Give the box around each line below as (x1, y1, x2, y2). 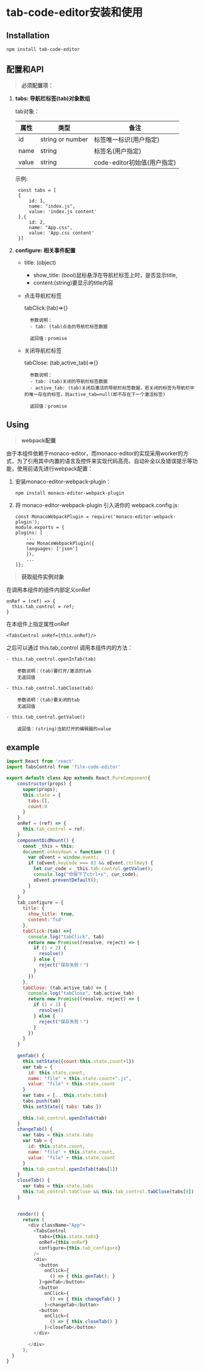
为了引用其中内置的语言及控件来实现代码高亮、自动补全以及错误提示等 (16, 457, 192, 464)
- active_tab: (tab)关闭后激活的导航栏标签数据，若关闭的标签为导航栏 (29, 385, 190, 391)
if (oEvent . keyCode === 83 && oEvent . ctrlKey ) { (28, 860, 154, 866)
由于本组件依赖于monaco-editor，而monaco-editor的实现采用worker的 (6, 449, 183, 457)
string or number (40, 135, 88, 143)
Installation (6, 30, 50, 40)
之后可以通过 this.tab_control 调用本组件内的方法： (6, 644, 134, 651)
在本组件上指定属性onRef (6, 620, 69, 628)
